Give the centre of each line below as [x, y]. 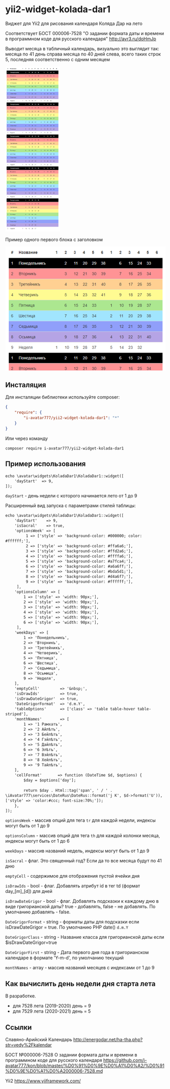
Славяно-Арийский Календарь [39, 1039]
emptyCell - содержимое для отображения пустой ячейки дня [73, 876]
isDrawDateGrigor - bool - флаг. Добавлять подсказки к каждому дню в [82, 901]
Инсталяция [26, 385]
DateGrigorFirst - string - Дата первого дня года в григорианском [77, 953]
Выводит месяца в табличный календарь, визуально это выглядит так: [82, 48]
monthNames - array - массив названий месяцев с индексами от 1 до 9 [80, 968]
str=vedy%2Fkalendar [29, 1045]
